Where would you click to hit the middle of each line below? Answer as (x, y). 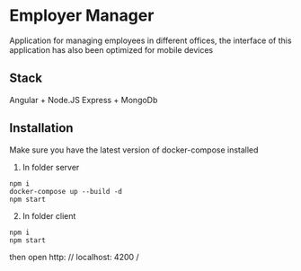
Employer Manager (82, 16)
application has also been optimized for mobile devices (111, 49)
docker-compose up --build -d (66, 191)
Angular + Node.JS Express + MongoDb (84, 100)
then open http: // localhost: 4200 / (74, 257)
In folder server (51, 167)
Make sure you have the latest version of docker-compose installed (134, 150)
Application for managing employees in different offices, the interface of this (150, 40)
